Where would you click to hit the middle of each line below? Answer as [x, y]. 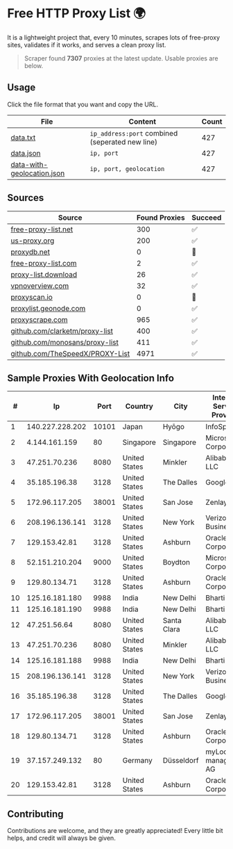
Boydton [176, 563]
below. [34, 65]
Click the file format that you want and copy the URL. [83, 104]
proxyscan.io [32, 297]
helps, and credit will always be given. [61, 838]
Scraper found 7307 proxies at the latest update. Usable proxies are [121, 58]
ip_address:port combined [134, 133]
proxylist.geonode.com [48, 308]
